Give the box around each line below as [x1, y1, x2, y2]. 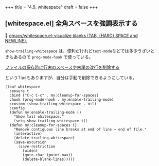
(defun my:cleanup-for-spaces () [9, 123, 77, 128]
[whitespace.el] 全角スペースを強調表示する [5, 19, 138, 28]
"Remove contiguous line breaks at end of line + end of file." [14, 127, 147, 132]
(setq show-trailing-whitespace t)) [14, 118, 88, 123]
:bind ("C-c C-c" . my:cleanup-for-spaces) [9, 92, 99, 98]
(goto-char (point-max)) [22, 152, 73, 157]
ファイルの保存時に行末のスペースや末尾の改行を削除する [5, 64, 120, 70]
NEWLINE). [5, 37, 28, 43]
